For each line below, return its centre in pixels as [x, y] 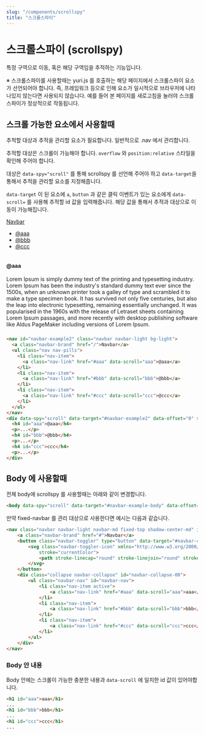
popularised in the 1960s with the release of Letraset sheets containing [95, 312]
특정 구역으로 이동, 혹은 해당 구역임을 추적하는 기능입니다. [74, 68]
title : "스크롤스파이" [31, 18]
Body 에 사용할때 [37, 478]
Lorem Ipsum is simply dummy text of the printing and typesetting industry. [100, 279]
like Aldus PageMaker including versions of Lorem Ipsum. [78, 325]
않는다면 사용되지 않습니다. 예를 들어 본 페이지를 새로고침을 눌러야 [100, 96]
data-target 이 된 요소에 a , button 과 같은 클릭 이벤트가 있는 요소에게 [89, 194]
